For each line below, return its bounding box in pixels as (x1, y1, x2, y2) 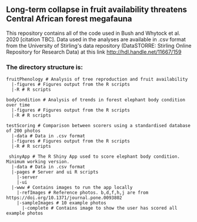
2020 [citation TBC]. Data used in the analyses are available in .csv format (6, 35, 186, 43)
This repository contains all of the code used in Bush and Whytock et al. (6, 29, 181, 37)
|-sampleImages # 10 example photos (16, 200, 107, 206)
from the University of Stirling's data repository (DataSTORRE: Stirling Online (6, 42, 192, 49)
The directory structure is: (6, 63, 84, 71)
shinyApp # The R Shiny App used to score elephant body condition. (8, 154, 181, 160)
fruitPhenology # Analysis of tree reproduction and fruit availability (6, 77, 188, 82)
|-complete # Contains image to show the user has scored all (21, 206, 178, 211)
